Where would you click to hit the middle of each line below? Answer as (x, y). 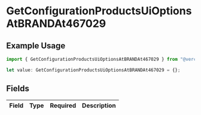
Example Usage (36, 46)
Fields (18, 88)
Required (63, 105)
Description (99, 105)
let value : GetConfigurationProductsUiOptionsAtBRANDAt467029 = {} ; (93, 70)
